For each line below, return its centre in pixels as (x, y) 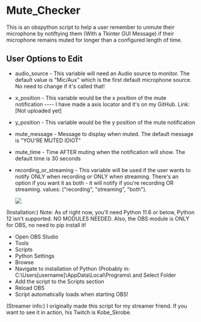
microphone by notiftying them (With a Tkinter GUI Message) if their (90, 33)
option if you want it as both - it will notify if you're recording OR (94, 183)
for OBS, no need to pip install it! (46, 225)
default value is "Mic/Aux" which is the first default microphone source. (103, 79)
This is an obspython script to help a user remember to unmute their (91, 27)
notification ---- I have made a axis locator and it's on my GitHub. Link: (102, 104)
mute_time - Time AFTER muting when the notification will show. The (100, 152)
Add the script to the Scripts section (59, 281)
